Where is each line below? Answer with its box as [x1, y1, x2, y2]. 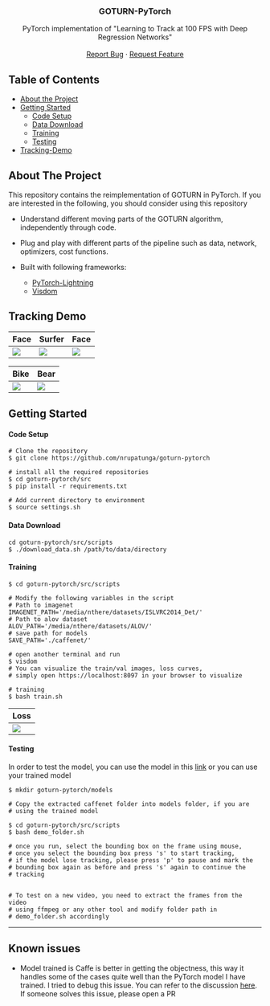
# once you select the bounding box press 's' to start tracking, [8, 849, 235, 857]
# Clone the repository [8, 448, 88, 456]
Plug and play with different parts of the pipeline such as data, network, [19, 238, 257, 247]
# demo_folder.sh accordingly [8, 912, 110, 921]
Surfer [39, 333, 64, 345]
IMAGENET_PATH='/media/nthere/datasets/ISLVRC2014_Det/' [8, 608, 203, 616]
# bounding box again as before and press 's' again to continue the [8, 863, 247, 871]
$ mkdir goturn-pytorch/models [8, 786, 113, 794]
